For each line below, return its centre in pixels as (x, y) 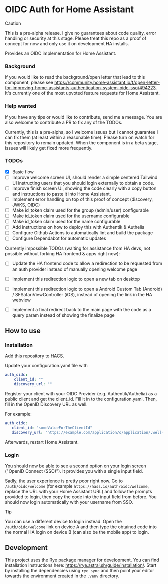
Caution (13, 23)
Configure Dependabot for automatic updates (59, 238)
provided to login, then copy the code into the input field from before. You (81, 497)
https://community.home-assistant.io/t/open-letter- (107, 82)
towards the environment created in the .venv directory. (62, 576)
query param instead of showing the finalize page (63, 315)
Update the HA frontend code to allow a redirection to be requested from (87, 263)
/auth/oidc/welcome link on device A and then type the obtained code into (81, 527)
